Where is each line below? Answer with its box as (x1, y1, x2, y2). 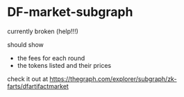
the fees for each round (17, 53, 85, 62)
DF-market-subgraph (7, 4, 133, 20)
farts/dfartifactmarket (7, 82, 69, 90)
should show (7, 40, 44, 48)
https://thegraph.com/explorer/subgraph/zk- (49, 74, 177, 83)
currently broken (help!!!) (7, 27, 78, 35)
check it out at (7, 74, 49, 83)
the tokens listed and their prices (17, 61, 112, 69)
